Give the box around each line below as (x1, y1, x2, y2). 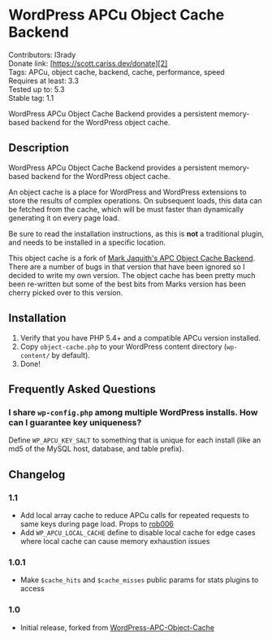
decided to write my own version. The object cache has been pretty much (8, 270, 256, 280)
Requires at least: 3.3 (8, 76, 80, 85)
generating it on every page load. (8, 213, 120, 223)
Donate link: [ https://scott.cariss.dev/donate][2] (8, 59, 168, 68)
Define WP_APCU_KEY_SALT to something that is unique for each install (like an (8, 435, 261, 445)
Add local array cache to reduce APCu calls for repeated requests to (19, 510, 249, 520)
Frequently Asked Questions (8, 382, 157, 396)
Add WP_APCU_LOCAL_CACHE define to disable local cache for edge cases (19, 527, 256, 538)
